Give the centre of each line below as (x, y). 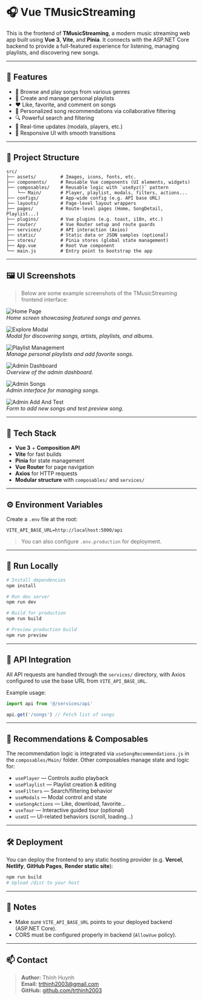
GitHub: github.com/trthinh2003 (62, 990)
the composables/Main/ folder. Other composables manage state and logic (98, 760)
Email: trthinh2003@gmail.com (60, 984)
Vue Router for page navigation (54, 467)
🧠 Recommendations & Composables (77, 739)
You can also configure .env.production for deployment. (91, 541)
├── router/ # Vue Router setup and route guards (81, 224)
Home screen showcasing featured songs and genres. (74, 318)
